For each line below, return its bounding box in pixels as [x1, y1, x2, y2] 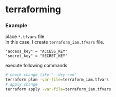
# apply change [5, 82, 38, 87]
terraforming [5, 4, 62, 15]
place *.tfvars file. [5, 33, 46, 40]
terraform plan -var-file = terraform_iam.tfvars [5, 77, 109, 83]
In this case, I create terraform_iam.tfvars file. [5, 39, 104, 45]
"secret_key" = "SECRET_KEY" [5, 53, 68, 59]
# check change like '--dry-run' [5, 72, 77, 77]
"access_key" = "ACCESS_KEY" [5, 49, 68, 54]
